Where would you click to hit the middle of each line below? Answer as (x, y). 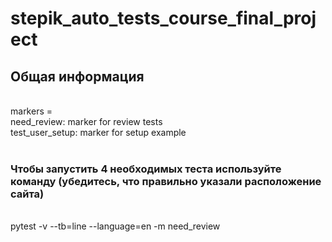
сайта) (27, 194)
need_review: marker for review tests (86, 121)
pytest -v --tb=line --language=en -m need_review (115, 226)
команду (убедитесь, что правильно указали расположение (166, 181)
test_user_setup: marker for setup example (98, 132)
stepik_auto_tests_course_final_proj (163, 18)
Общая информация (77, 76)
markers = (31, 111)
